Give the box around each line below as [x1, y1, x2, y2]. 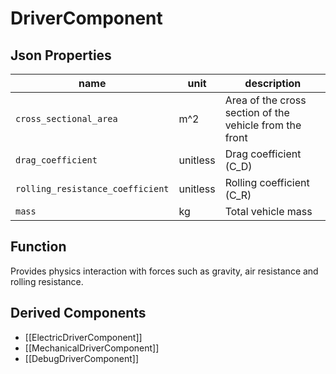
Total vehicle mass [224, 205, 313, 218]
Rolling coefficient [224, 176, 310, 189]
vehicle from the [224, 118, 302, 132]
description [244, 77, 302, 90]
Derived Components [10, 305, 147, 322]
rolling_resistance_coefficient [15, 183, 170, 194]
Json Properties [10, 47, 112, 64]
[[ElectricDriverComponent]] [24, 331, 143, 343]
